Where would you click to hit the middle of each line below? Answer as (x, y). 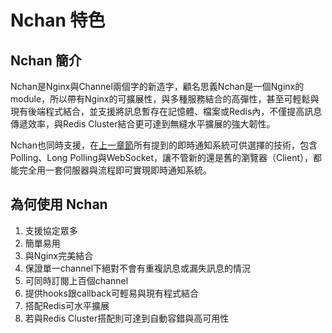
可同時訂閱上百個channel (76, 280)
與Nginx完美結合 (59, 255)
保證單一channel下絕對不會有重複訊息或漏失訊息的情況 (138, 268)
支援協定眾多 (51, 230)
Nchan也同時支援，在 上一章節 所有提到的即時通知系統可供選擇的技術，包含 (164, 145)
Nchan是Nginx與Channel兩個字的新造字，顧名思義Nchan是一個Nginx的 (157, 86)
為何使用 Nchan (59, 204)
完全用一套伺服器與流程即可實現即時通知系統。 (115, 170)
